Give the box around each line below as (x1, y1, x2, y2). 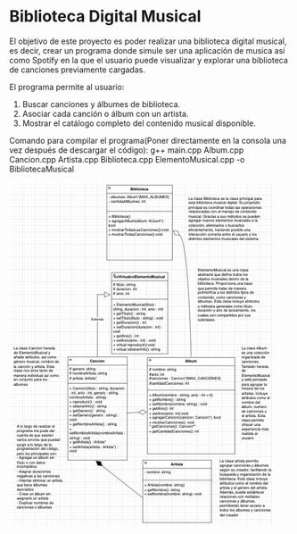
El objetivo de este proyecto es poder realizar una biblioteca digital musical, (9, 36, 287, 46)
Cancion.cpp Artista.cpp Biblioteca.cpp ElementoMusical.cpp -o (9, 154, 245, 164)
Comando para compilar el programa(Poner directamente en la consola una (9, 135, 287, 146)
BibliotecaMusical (9, 163, 74, 174)
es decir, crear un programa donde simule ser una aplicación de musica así (9, 45, 285, 55)
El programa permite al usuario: (9, 81, 125, 92)
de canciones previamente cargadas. (9, 64, 145, 75)
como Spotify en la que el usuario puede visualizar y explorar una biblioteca (9, 54, 288, 65)
